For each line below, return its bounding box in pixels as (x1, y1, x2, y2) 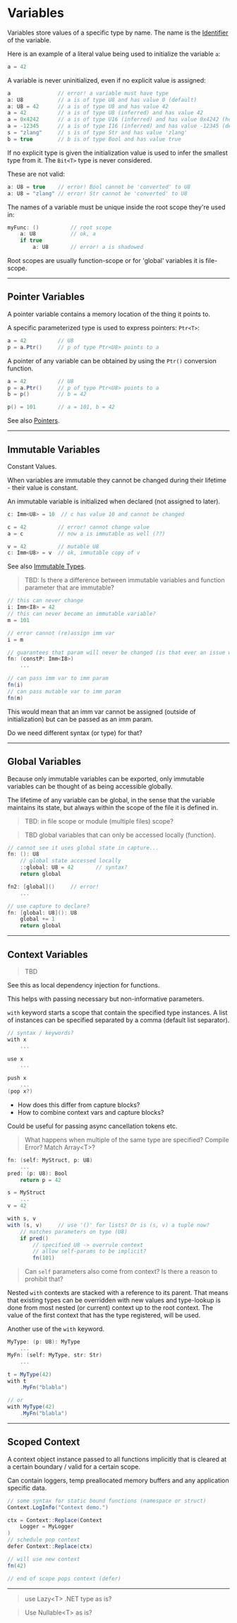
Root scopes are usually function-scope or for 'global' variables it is (7, 257, 205, 265)
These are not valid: (7, 170, 66, 178)
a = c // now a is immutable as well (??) (7, 530, 166, 537)
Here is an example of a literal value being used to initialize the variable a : (7, 49, 221, 58)
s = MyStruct (7, 1189, 46, 1196)
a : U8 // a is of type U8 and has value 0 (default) (7, 96, 197, 103)
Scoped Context (7, 1436, 80, 1448)
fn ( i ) (7, 681, 23, 689)
